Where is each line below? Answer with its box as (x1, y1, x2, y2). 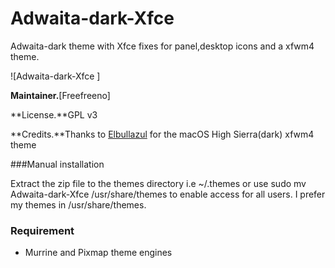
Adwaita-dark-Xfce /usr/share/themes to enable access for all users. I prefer (10, 188, 326, 200)
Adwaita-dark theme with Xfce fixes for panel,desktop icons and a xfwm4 (10, 40, 315, 52)
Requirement (10, 223, 75, 237)
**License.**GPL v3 (10, 108, 98, 121)
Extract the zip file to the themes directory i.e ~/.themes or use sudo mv (10, 177, 307, 189)
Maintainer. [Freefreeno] (10, 89, 111, 101)
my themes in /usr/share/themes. (10, 198, 147, 211)
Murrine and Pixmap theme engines (24, 247, 173, 259)
